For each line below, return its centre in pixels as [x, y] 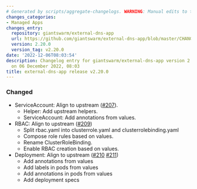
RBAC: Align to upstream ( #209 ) [53, 123]
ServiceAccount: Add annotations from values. [80, 117]
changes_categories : [31, 17]
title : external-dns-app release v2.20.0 [57, 72]
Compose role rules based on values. [68, 136]
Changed [20, 92]
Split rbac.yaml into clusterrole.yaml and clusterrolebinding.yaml [101, 130]
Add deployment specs [51, 180]
